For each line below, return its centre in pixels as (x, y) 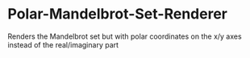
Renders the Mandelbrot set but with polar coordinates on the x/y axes (125, 36)
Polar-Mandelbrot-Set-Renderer (117, 14)
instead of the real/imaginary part (63, 44)
